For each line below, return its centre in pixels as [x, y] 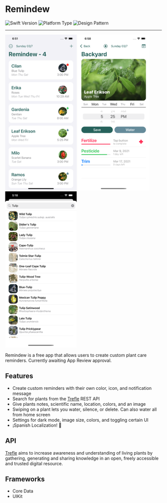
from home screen [31, 414]
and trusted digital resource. [34, 463]
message [22, 393]
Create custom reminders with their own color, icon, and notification [82, 388]
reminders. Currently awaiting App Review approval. [58, 360]
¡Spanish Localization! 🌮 [37, 425]
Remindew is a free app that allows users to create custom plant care [76, 355]
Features [19, 376]
